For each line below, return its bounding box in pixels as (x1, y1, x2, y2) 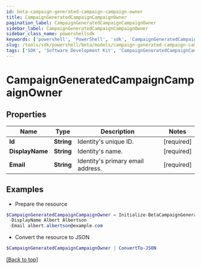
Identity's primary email (77, 156, 144, 165)
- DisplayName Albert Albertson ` (8, 217, 93, 224)
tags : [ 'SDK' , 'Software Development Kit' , (6, 48, 117, 54)
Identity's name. (77, 147, 123, 155)
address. (77, 164, 102, 172)
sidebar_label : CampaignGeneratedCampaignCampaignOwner (6, 25, 148, 32)
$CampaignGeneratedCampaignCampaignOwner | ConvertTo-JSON (6, 245, 157, 251)
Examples (6, 184, 44, 194)
